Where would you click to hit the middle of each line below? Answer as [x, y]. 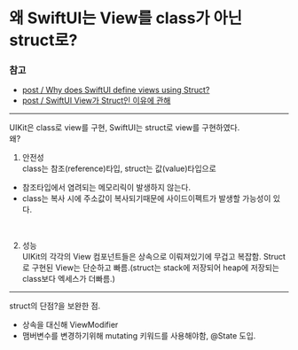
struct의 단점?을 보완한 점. [55, 306]
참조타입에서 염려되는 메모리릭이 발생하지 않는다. [106, 188]
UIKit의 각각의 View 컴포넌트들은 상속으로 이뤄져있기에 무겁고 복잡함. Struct [154, 257]
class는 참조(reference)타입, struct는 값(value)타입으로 [119, 168]
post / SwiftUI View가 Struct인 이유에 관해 [96, 101]
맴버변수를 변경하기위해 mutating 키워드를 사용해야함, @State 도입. [139, 336]
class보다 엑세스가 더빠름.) [68, 279]
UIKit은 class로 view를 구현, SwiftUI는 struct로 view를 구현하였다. [125, 128]
